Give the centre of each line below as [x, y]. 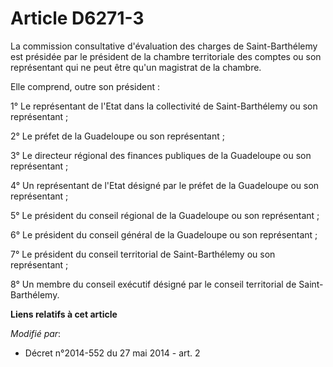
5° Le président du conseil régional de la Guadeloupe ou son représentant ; [165, 215]
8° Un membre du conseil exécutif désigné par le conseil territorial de [153, 284]
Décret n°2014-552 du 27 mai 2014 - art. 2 [112, 353]
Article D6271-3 [77, 18]
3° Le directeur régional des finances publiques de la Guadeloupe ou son [161, 155]
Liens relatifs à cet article [64, 314]
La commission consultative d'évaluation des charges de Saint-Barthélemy [164, 46]
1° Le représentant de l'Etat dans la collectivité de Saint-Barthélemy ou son [164, 106]
